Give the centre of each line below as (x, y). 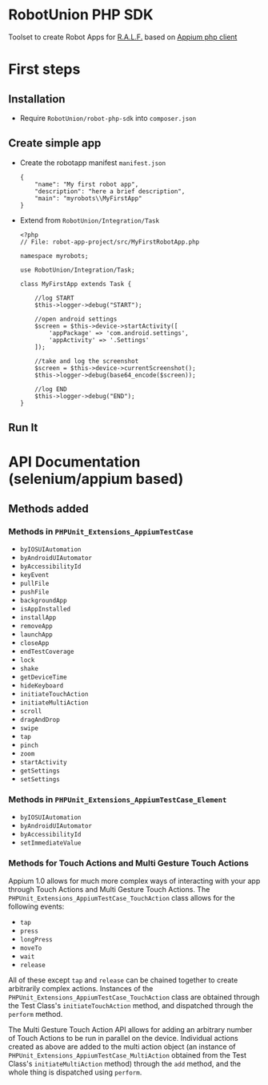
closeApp (34, 643)
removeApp (36, 627)
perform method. (36, 1014)
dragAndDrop (40, 720)
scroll (31, 712)
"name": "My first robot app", (87, 184)
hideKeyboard (42, 686)
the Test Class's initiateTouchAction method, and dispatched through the (131, 1005)
